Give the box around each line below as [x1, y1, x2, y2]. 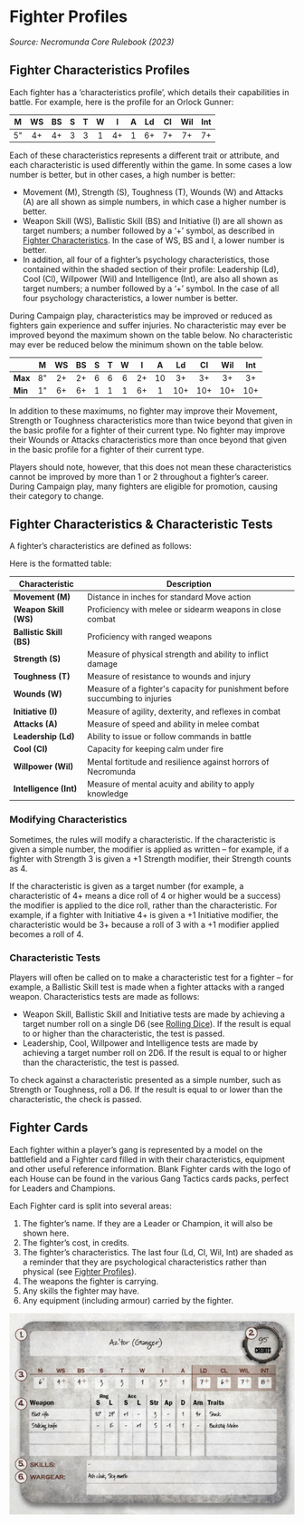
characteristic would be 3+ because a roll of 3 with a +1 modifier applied [9, 919, 280, 930]
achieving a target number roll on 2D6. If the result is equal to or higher [22, 1047, 288, 1058]
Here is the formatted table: [9, 558, 112, 569]
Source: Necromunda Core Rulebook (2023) [9, 36, 175, 47]
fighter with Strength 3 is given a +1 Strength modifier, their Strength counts [9, 853, 292, 864]
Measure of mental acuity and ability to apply [87, 778, 255, 789]
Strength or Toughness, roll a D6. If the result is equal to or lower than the [9, 1084, 283, 1095]
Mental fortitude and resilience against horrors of [87, 756, 270, 767]
